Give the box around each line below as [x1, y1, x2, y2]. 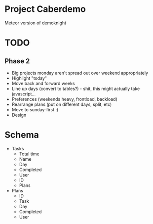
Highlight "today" [11, 75, 47, 81]
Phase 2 [4, 57, 30, 65]
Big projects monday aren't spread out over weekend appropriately [11, 70, 149, 76]
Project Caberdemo [4, 3, 86, 15]
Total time [19, 151, 40, 157]
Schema [4, 130, 39, 140]
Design [11, 112, 27, 118]
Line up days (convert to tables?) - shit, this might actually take [11, 86, 140, 91]
